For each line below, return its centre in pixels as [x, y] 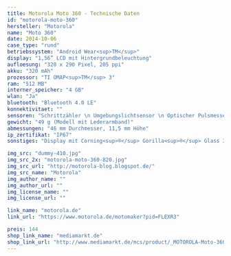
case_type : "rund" [33, 45]
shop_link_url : [29, 242]
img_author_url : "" [35, 185]
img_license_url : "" [37, 198]
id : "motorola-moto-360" [43, 20]
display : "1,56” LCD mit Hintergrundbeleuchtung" [80, 58]
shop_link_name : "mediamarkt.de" [55, 235]
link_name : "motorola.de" [44, 211]
